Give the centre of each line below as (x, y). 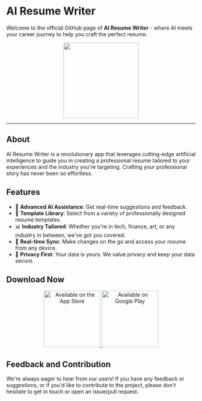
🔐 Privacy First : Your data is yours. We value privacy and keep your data (105, 254)
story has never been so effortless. (50, 173)
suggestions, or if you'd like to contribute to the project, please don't (91, 385)
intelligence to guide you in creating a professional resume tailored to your (98, 160)
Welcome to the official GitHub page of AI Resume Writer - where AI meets (99, 28)
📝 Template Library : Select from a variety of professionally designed (100, 213)
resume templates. (38, 219)
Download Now (35, 279)
